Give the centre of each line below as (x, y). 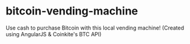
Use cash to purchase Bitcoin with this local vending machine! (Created (95, 28)
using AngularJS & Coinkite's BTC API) (54, 34)
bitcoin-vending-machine (72, 11)
